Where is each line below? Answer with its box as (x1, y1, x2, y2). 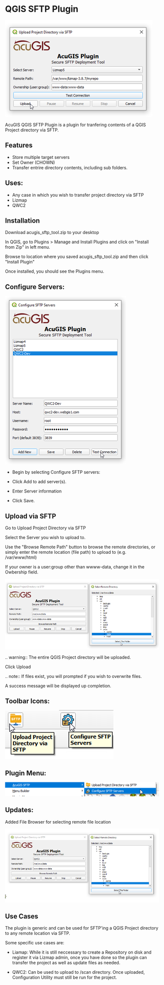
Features (5, 141, 33, 150)
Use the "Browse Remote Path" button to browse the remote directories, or (5, 544, 156, 550)
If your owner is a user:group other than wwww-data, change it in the (5, 564, 145, 570)
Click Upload (5, 664, 31, 670)
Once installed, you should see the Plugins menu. (5, 268, 104, 274)
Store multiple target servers (12, 154, 70, 160)
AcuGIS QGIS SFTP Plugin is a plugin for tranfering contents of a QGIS (5, 122, 146, 128)
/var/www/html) (5, 554, 37, 560)
